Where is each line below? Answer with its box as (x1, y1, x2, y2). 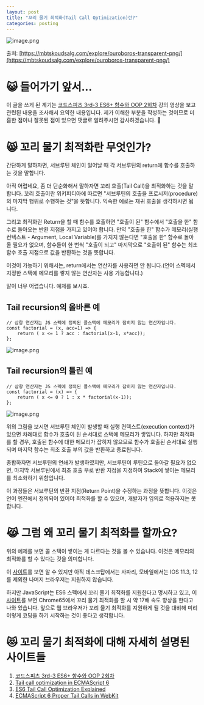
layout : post (6, 9, 40, 15)
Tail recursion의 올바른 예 (6, 302, 100, 312)
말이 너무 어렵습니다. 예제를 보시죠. (6, 282, 90, 290)
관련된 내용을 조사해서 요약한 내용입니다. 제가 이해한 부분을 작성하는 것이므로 (6, 109, 189, 116)
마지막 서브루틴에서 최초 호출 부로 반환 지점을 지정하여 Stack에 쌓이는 (14, 466, 180, 474)
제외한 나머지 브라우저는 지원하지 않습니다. (12, 575, 114, 583)
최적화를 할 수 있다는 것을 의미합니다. (6, 555, 94, 563)
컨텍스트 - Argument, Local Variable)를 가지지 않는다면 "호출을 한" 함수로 (6, 234, 183, 241)
